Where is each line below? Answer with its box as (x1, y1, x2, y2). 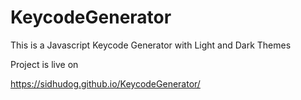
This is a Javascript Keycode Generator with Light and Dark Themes (10, 39, 292, 51)
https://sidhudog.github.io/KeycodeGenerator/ (10, 77, 201, 90)
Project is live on (10, 58, 79, 70)
